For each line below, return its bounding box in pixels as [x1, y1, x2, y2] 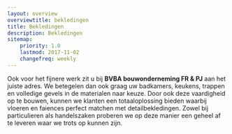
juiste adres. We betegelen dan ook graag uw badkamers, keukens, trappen [7, 81, 225, 90]
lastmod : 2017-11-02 [20, 49, 80, 56]
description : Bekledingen [7, 29, 82, 37]
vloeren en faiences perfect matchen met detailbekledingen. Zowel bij [7, 103, 208, 112]
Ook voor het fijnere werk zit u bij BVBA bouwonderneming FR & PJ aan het [7, 74, 226, 83]
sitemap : [7, 36, 33, 43]
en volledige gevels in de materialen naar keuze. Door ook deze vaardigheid [7, 89, 226, 97]
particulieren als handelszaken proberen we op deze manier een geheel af [7, 111, 222, 119]
